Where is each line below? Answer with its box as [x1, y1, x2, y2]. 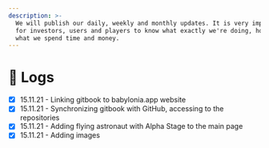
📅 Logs [8, 69, 54, 86]
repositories [19, 113, 60, 122]
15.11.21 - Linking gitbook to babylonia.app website [19, 95, 187, 105]
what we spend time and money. [15, 34, 120, 42]
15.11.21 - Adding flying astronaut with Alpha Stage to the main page [19, 122, 243, 131]
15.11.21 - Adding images [19, 130, 100, 140]
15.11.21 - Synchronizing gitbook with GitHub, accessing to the [19, 104, 224, 114]
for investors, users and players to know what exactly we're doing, [15, 26, 252, 34]
